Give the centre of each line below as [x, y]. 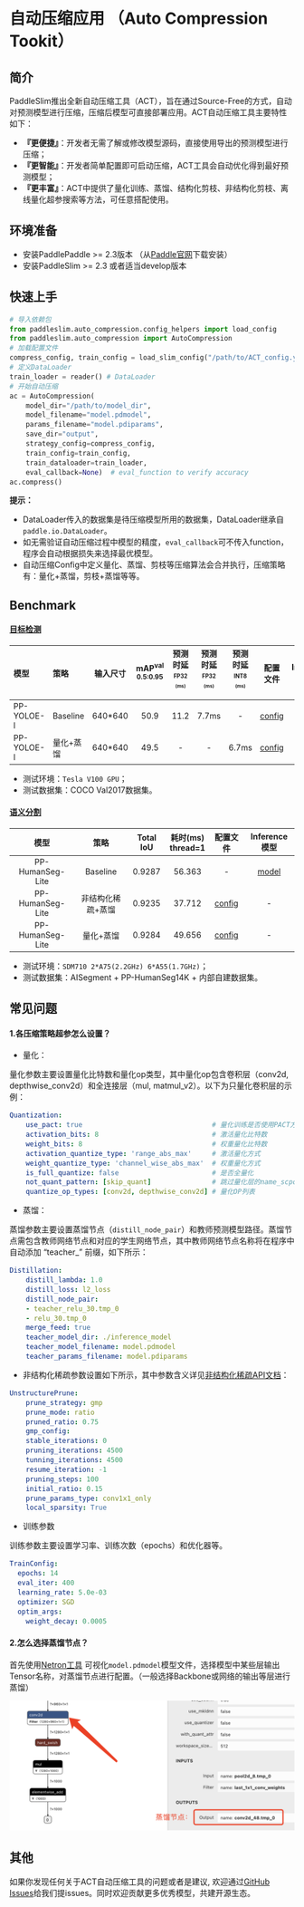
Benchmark [43, 605]
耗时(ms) [188, 838]
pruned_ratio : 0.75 [62, 1422]
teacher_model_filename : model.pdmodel [101, 1347]
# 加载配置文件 [34, 348]
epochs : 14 [38, 1574]
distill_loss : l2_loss [68, 1289]
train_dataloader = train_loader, [86, 463]
